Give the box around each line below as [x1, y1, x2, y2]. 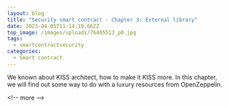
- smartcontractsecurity [13, 42, 84, 48]
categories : [7, 48, 41, 55]
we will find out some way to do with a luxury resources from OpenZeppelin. [7, 80, 223, 89]
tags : [7, 35, 23, 42]
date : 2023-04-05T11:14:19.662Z [7, 22, 99, 29]
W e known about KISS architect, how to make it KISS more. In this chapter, [7, 73, 217, 81]
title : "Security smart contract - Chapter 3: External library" [7, 16, 197, 23]
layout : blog [7, 10, 45, 17]
